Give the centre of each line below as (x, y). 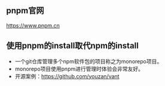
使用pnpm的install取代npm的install (72, 46)
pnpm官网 (25, 11)
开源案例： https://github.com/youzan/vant (67, 76)
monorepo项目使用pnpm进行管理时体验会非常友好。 (79, 69)
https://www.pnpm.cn (33, 25)
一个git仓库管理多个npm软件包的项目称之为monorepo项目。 (88, 61)
